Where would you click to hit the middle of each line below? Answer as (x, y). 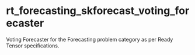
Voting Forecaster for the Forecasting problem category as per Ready (90, 39)
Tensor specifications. (33, 46)
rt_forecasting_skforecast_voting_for (98, 11)
